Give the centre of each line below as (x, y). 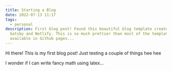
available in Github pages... (42, 39)
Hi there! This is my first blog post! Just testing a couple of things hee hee (83, 53)
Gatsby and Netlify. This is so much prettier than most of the (80, 34)
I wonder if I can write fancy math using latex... (55, 63)
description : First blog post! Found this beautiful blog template (79, 29)
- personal (21, 24)
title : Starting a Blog (31, 10)
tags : (11, 19)
